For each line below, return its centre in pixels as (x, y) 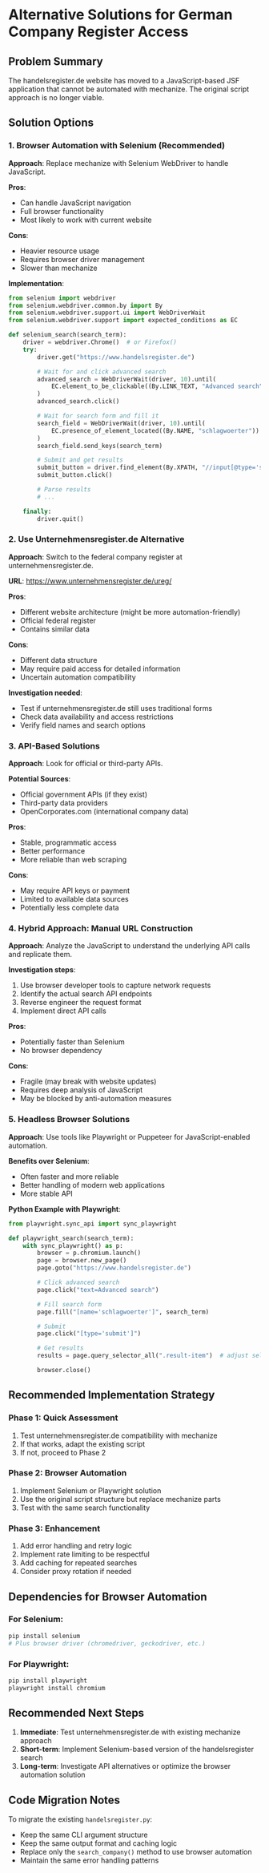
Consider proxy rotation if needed (76, 1572)
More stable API (46, 1193)
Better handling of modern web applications (92, 1185)
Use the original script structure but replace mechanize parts (120, 1499)
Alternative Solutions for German (120, 15)
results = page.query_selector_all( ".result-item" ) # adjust (143, 1356)
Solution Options (51, 123)
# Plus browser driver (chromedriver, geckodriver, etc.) (107, 1643)
